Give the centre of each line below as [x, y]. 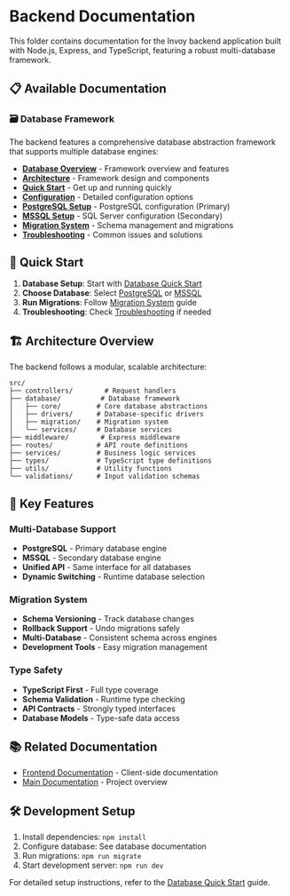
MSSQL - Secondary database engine [91, 558]
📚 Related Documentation [83, 746]
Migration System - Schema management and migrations [128, 225]
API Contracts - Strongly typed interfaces [98, 709]
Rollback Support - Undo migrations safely [101, 629]
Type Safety [36, 670]
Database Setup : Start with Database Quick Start [112, 284]
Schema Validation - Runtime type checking [103, 699]
